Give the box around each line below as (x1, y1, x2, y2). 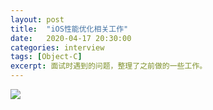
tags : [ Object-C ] (10, 52, 83, 62)
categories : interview (10, 42, 105, 53)
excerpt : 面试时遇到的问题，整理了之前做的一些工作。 (10, 61, 208, 71)
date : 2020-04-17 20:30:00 (10, 33, 132, 43)
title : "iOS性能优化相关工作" (10, 24, 129, 34)
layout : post (10, 14, 65, 25)
